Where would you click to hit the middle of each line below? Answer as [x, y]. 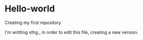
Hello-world [30, 9]
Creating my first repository [33, 22]
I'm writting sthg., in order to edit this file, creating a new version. [71, 32]
